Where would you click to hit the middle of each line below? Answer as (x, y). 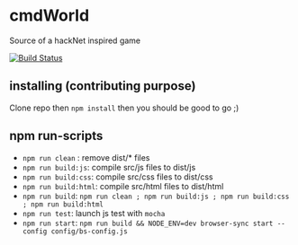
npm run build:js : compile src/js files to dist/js (109, 167)
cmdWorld (50, 16)
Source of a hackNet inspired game (75, 40)
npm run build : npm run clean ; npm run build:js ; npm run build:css (156, 196)
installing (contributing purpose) (103, 86)
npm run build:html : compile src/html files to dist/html (123, 186)
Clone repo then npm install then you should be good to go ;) (124, 108)
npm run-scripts (56, 136)
